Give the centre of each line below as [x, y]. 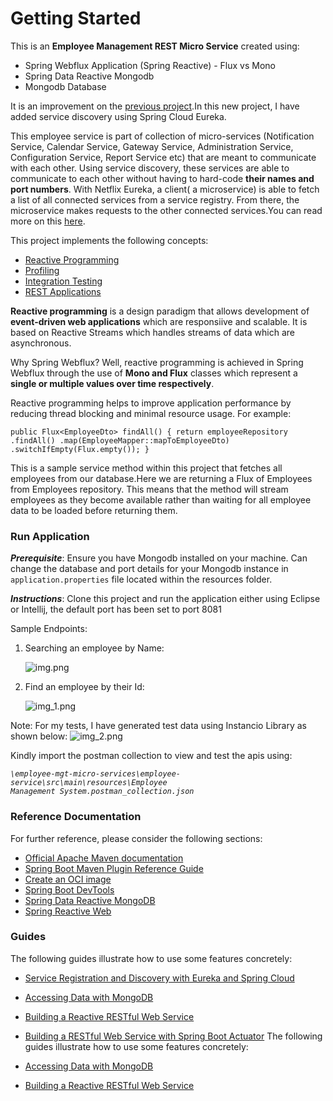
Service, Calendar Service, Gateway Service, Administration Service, [152, 146]
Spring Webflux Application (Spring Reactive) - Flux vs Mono [150, 65]
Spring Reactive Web [68, 911]
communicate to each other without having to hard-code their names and [162, 178]
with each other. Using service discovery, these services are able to [150, 168]
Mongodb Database [65, 86]
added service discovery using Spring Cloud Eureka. [118, 116]
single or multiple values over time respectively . [112, 383]
